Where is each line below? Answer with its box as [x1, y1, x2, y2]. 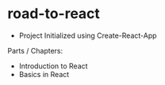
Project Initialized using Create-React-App [18, 31, 157, 40]
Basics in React [18, 69, 70, 79]
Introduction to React [18, 61, 88, 71]
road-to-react [7, 5, 101, 23]
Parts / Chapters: [7, 46, 63, 55]
